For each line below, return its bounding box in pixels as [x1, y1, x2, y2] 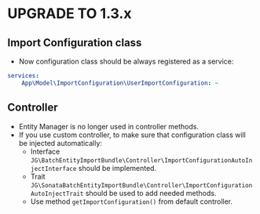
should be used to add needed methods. [85, 188, 217, 198]
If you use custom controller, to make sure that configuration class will [18, 130, 247, 140]
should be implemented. [78, 163, 157, 172]
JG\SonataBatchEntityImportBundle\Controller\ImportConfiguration [30, 181, 253, 189]
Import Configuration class [7, 36, 142, 49]
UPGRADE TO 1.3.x [7, 5, 132, 23]
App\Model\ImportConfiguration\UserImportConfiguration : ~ [21, 79, 219, 87]
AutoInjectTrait [30, 190, 84, 198]
